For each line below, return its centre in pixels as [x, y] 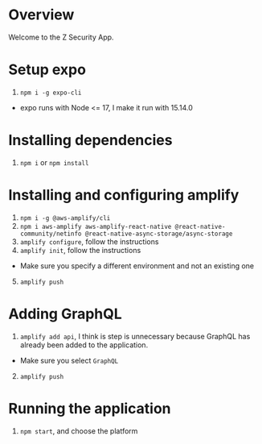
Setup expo [47, 70]
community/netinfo [51, 234]
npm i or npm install [54, 162]
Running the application [90, 408]
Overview [41, 15]
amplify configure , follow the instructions [89, 241]
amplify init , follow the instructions [80, 250]
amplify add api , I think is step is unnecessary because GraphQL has [135, 336]
